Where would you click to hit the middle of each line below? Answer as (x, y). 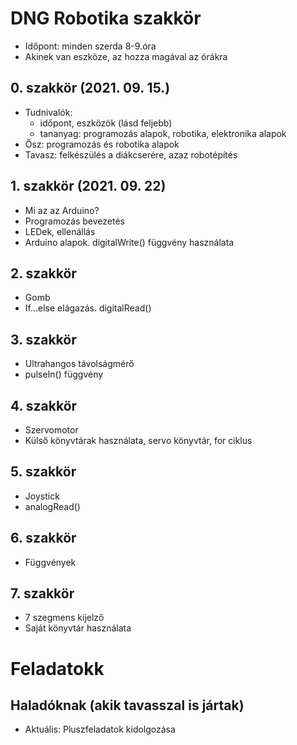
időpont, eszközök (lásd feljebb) (106, 123)
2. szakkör (43, 273)
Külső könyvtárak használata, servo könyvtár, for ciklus (138, 440)
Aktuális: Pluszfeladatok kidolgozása (100, 729)
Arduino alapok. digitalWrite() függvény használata (129, 242)
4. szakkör (44, 405)
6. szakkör (43, 538)
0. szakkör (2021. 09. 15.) (90, 88)
